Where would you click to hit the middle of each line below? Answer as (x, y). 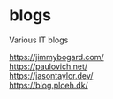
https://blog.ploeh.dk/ (49, 85)
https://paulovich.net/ (49, 66)
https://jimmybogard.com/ (56, 57)
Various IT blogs (39, 40)
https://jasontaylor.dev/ (51, 75)
